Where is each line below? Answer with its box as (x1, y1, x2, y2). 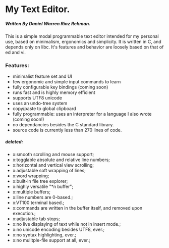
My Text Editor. (5, 4, 70, 15)
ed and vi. (5, 49, 26, 56)
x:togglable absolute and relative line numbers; (12, 157, 110, 163)
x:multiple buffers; (12, 189, 50, 195)
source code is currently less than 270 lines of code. (12, 127, 122, 133)
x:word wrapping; (12, 173, 49, 179)
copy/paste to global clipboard (12, 106, 77, 112)
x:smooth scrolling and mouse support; (12, 152, 94, 158)
